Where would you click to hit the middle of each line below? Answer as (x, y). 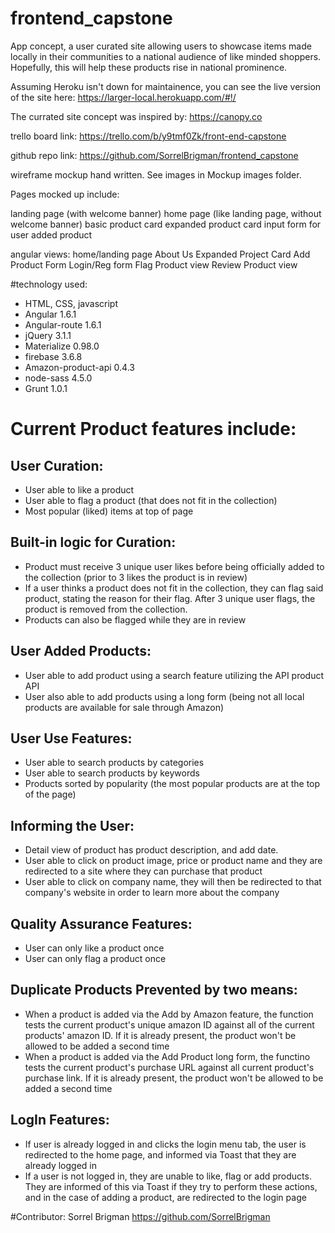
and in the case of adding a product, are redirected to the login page (165, 1197)
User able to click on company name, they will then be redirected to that (173, 882)
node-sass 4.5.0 (58, 378)
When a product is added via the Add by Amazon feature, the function (169, 1014)
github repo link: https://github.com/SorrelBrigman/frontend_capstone (154, 155)
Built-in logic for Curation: (93, 542)
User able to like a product (79, 489)
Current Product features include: (153, 429)
